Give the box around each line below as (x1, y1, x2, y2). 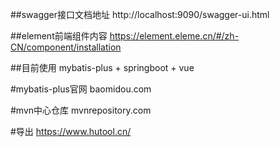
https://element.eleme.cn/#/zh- (109, 30, 240, 42)
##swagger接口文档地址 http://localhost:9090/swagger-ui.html (10, 9, 270, 20)
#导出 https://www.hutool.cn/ (10, 126, 132, 137)
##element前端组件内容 (10, 30, 108, 42)
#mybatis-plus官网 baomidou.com (10, 83, 152, 95)
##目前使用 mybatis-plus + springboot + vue (10, 62, 195, 73)
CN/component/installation (10, 41, 122, 53)
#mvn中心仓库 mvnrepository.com (10, 104, 152, 116)
